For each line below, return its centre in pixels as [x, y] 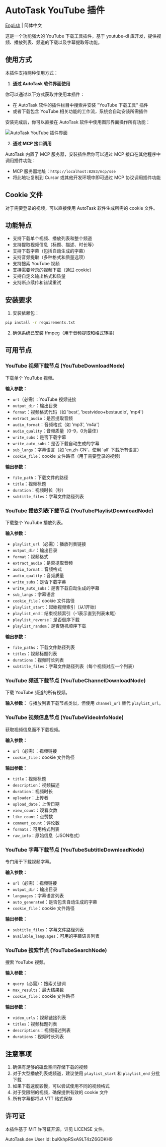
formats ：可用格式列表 [36, 829]
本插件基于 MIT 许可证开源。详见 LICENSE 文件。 [56, 1129]
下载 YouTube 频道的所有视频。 [38, 692]
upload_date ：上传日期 [36, 804]
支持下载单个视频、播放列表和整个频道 [52, 238]
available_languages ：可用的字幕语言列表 [56, 936]
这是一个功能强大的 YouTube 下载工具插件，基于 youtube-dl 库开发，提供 [81, 36]
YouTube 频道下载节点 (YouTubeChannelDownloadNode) [75, 680]
